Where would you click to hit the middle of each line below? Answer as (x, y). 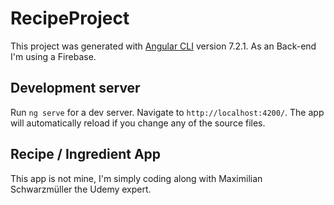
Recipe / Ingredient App (86, 154)
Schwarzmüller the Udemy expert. (81, 189)
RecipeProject (70, 18)
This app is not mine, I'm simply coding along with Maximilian (136, 178)
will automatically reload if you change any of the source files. (138, 123)
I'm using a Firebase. (53, 56)
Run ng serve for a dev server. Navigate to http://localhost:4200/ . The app (167, 112)
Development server (75, 88)
